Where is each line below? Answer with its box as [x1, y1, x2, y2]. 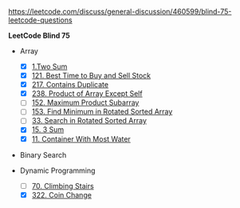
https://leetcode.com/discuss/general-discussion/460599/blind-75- [8, 7, 232, 16]
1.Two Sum [31, 62, 68, 71]
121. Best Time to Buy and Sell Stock [31, 71, 151, 81]
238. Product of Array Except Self [31, 89, 143, 98]
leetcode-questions [8, 15, 73, 25]
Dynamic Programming [19, 166, 96, 175]
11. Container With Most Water [31, 134, 132, 143]
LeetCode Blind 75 [8, 31, 70, 40]
